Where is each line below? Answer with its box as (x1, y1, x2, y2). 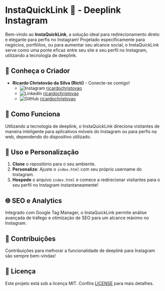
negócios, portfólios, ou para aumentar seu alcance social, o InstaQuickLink (5, 42, 159, 48)
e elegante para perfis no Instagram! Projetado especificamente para (5, 37, 145, 43)
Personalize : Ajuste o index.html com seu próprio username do (12, 166, 142, 172)
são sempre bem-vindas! (5, 253, 56, 259)
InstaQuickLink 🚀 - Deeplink (5, 4, 121, 16)
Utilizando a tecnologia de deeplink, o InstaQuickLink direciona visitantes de (5, 123, 160, 129)
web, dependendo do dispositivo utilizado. (5, 134, 92, 140)
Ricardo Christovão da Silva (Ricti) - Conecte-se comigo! (12, 80, 130, 86)
